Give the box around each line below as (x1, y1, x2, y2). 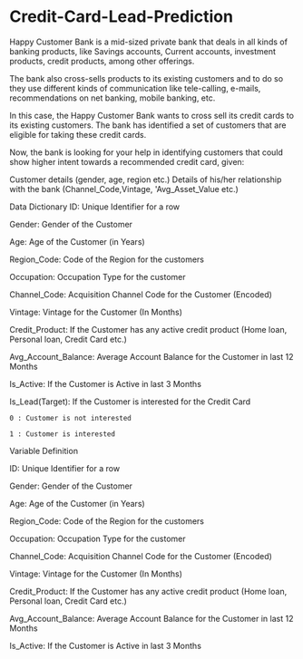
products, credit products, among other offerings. (9, 55, 195, 66)
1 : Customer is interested (9, 429, 116, 439)
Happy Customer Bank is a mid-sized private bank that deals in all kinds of (9, 36, 288, 47)
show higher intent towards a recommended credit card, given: (9, 156, 245, 167)
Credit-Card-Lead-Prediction (9, 6, 234, 27)
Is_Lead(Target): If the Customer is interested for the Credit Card (9, 396, 251, 407)
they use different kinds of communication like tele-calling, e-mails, (9, 82, 261, 93)
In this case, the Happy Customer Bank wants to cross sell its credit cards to (9, 110, 295, 121)
